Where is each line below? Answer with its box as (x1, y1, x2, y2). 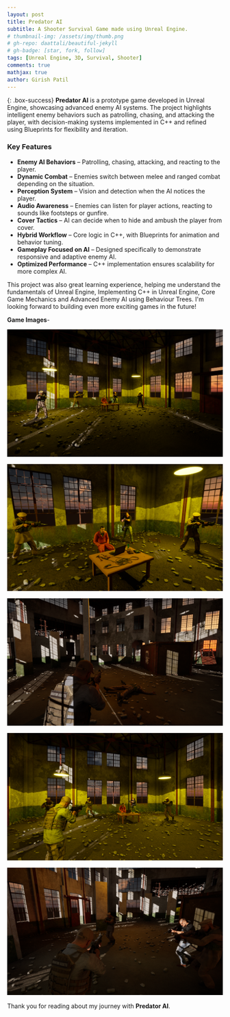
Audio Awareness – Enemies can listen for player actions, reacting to (16, 201, 213, 209)
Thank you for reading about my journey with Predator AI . (7, 1002, 171, 1010)
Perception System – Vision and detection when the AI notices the (16, 187, 205, 195)
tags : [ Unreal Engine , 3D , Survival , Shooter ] (7, 55, 142, 62)
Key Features (7, 142, 53, 152)
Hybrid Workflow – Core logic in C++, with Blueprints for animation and (16, 231, 220, 239)
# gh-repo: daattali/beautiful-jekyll (7, 40, 118, 47)
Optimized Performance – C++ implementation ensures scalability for (16, 259, 215, 268)
